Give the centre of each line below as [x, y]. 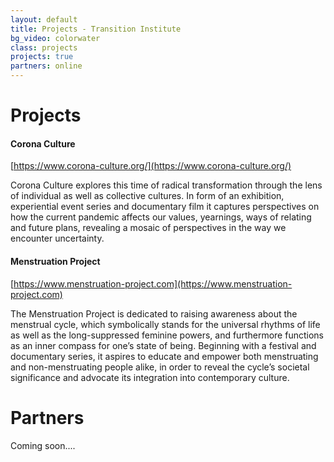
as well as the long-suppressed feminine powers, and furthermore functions [167, 335]
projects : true [42, 57]
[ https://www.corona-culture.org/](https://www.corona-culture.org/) [151, 166]
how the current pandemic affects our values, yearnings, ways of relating [161, 217]
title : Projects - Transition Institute [96, 29]
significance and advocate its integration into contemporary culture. [150, 377]
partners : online [46, 66]
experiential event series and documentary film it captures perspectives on [165, 207]
